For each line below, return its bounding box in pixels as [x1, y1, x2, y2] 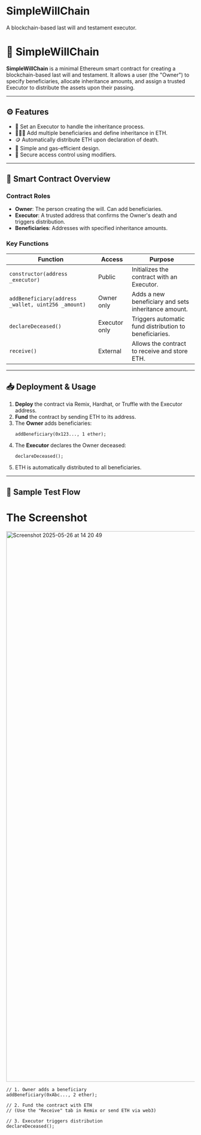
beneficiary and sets [131, 297, 190, 306]
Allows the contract [131, 339, 187, 348]
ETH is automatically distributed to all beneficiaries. [14, 464, 142, 471]
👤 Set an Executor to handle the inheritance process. [14, 123, 145, 130]
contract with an [131, 273, 178, 281]
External [98, 346, 121, 355]
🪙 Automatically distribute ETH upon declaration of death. [14, 136, 159, 143]
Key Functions [6, 240, 49, 248]
